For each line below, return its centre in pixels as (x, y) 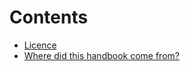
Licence (40, 45)
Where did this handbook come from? (101, 55)
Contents (49, 17)
